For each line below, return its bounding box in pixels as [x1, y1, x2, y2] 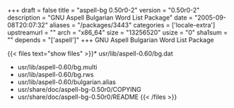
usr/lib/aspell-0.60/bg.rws [17, 70, 94, 79]
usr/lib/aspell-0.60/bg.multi [17, 63, 98, 71]
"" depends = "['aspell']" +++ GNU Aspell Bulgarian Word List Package [7, 36, 214, 44]
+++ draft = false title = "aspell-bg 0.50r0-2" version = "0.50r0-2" [7, 6, 200, 14]
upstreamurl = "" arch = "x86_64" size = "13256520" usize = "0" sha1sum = [7, 28, 228, 36]
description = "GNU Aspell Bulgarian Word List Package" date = [7, 13, 193, 22]
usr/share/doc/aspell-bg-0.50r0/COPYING [17, 86, 141, 93]
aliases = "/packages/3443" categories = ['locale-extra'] [49, 21, 216, 29]
